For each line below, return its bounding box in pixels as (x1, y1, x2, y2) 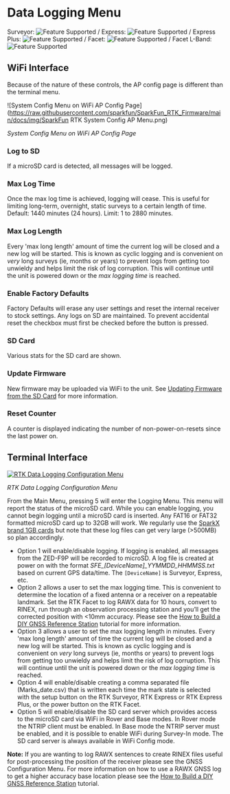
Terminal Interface (7, 452, 88, 464)
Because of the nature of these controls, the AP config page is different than (7, 81, 223, 89)
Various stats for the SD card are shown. (7, 352, 122, 360)
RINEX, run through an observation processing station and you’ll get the (16, 605, 220, 613)
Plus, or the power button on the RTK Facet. (16, 700, 141, 708)
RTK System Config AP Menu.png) (70, 116, 168, 124)
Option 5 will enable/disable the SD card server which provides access (16, 707, 218, 716)
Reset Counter (7, 409, 56, 418)
